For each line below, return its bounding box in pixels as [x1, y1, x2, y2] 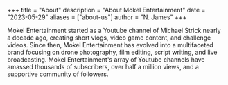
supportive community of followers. [7, 70, 109, 78]
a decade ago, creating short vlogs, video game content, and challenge [7, 34, 211, 42]
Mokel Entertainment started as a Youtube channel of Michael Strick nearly [7, 27, 221, 34]
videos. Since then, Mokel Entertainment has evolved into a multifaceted [7, 41, 213, 49]
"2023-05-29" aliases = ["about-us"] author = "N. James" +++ [7, 13, 187, 21]
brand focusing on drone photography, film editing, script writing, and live [7, 48, 218, 56]
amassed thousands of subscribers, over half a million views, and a [7, 63, 200, 71]
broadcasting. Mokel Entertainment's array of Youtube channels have [7, 56, 205, 64]
